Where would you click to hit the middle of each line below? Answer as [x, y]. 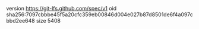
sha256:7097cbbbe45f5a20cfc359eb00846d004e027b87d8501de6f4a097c [99, 14]
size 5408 [48, 21]
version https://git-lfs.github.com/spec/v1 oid [61, 8]
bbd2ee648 [20, 21]
